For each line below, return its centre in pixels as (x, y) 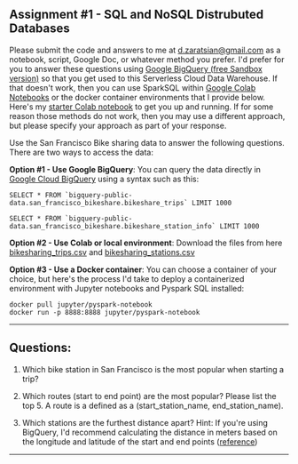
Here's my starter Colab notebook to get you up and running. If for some (141, 107)
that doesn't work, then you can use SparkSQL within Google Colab (133, 87)
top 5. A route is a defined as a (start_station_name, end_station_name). (153, 405)
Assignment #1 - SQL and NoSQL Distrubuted (137, 15)
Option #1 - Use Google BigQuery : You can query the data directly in (135, 169)
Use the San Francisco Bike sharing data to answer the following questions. (147, 142)
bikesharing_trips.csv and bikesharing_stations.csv (102, 252)
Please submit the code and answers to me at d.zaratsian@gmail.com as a (145, 50)
